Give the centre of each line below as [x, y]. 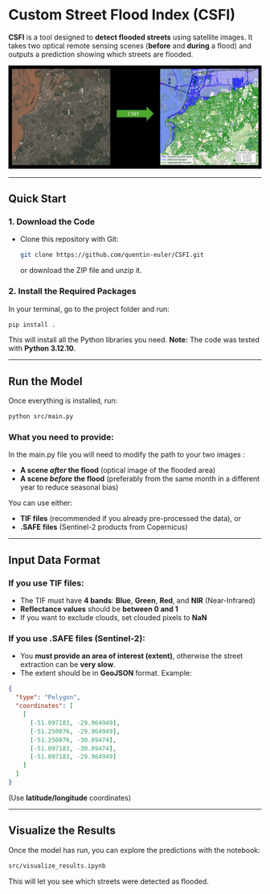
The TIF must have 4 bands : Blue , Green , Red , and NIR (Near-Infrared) [137, 601]
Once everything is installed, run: [63, 401]
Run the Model [45, 381]
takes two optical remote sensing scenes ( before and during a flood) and [130, 45]
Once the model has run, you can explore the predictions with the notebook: [135, 850]
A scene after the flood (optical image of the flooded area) [118, 470]
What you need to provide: [61, 437]
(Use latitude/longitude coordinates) [70, 797]
